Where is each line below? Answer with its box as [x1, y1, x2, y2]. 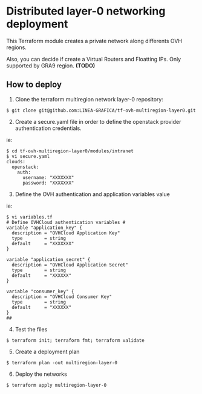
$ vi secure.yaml [6, 153, 50, 159]
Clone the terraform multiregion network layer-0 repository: [15, 95, 163, 103]
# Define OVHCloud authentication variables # [6, 219, 126, 225]
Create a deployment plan [15, 348, 80, 355]
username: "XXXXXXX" [22, 174, 74, 180]
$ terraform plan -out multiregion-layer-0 [6, 359, 118, 365]
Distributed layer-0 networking [6, 4, 166, 18]
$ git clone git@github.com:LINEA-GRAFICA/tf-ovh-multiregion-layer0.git [6, 107, 197, 114]
